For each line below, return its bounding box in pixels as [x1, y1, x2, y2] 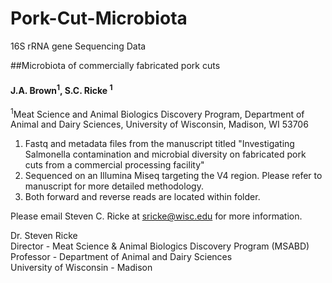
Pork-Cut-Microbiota [10, 7, 188, 30]
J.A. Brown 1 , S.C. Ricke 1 [10, 82, 113, 96]
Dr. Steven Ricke [10, 230, 78, 242]
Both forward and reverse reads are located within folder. [24, 191, 261, 203]
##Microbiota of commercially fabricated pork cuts [10, 59, 221, 71]
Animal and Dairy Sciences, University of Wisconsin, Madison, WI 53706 [10, 118, 309, 131]
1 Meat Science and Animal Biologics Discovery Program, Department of [10, 106, 305, 120]
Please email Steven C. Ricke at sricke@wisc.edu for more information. [10, 210, 303, 222]
